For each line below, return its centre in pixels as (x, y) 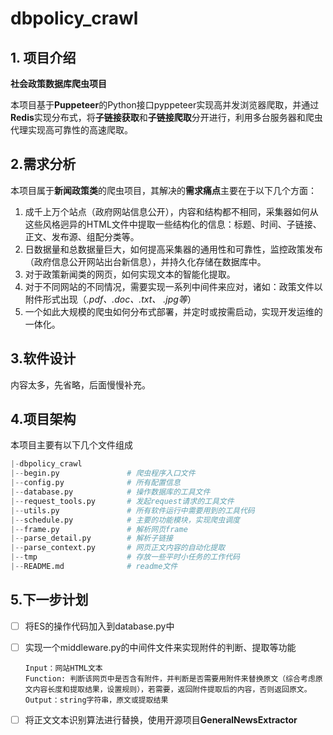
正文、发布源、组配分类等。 (82, 236)
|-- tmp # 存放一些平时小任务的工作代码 (125, 557)
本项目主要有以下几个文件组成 (71, 445)
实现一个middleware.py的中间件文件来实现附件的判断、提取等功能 (160, 647)
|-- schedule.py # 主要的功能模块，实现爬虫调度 (125, 520)
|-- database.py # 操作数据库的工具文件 (110, 492)
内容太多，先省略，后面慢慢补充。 (80, 384)
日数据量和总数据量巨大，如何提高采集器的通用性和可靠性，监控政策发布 (173, 249)
